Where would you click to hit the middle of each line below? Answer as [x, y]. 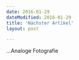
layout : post [23, 28]
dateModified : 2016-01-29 [39, 17]
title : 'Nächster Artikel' [40, 23]
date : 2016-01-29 [28, 12]
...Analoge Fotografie [32, 51]
